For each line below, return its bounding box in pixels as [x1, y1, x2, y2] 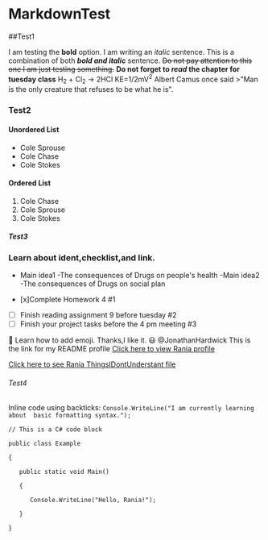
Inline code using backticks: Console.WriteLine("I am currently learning [8, 403, 255, 413]
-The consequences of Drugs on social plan [19, 279, 166, 289]
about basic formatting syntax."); [8, 412, 131, 420]
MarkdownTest [8, 5, 111, 23]
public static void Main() [19, 468, 110, 476]
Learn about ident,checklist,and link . [8, 251, 155, 263]
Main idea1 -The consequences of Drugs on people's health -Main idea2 [19, 271, 260, 280]
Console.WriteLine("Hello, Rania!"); [29, 496, 157, 505]
